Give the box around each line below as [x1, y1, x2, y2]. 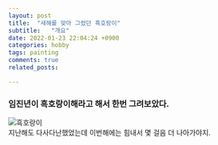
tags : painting [8, 49, 59, 57]
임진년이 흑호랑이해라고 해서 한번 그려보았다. [8, 98, 169, 109]
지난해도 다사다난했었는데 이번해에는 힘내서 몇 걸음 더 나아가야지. [8, 128, 212, 138]
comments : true [8, 57, 59, 65]
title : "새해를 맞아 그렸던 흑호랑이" [8, 19, 121, 27]
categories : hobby [8, 41, 69, 49]
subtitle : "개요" [8, 26, 70, 34]
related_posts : [8, 64, 59, 72]
